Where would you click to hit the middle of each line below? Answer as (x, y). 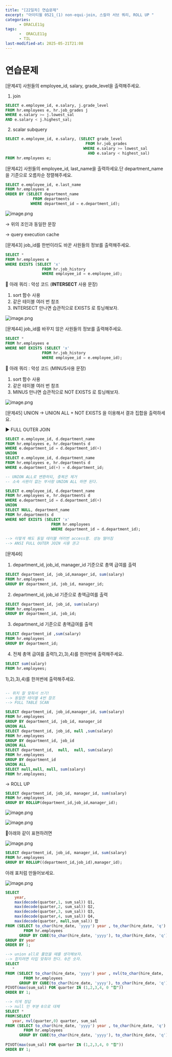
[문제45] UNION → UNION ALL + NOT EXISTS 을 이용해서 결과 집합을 (77, 413)
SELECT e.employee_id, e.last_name (43, 185)
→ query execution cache (33, 234)
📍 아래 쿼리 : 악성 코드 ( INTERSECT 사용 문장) (52, 284)
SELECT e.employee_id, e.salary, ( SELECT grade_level (64, 139)
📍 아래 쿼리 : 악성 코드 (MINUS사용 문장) (46, 368)
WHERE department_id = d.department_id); (96, 529)
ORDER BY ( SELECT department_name (42, 194)
